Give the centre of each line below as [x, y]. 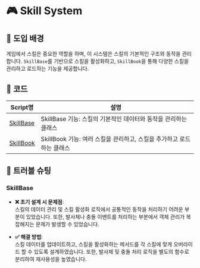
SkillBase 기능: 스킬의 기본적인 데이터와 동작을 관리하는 [114, 119]
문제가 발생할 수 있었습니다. [67, 224]
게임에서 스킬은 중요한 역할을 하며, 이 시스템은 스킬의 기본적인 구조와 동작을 [93, 54]
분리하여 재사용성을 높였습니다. [51, 259]
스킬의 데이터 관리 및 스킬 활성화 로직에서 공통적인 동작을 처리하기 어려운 [99, 209]
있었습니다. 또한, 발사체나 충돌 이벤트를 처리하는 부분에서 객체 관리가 [105, 216]
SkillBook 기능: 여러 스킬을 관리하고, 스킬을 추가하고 [110, 138]
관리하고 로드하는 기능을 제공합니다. [48, 69]
